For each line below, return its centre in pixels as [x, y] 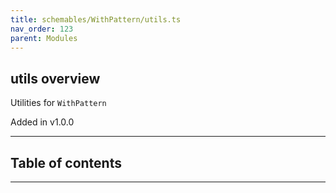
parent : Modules [44, 38]
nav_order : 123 [42, 29]
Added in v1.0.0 [42, 122]
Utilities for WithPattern [58, 103]
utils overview [55, 78]
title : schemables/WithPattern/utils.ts [96, 19]
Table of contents [66, 162]
